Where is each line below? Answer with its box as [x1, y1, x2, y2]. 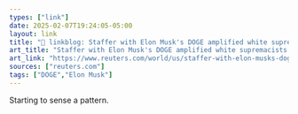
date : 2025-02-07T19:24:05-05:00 [9, 21, 133, 30]
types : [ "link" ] [9, 12, 69, 22]
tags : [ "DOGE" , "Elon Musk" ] [9, 71, 114, 80]
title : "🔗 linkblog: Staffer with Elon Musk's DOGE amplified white [9, 37, 268, 47]
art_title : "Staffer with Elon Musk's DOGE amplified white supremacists [9, 46, 288, 55]
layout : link [9, 29, 58, 38]
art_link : [9, 54, 46, 63]
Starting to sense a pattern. [9, 95, 109, 105]
